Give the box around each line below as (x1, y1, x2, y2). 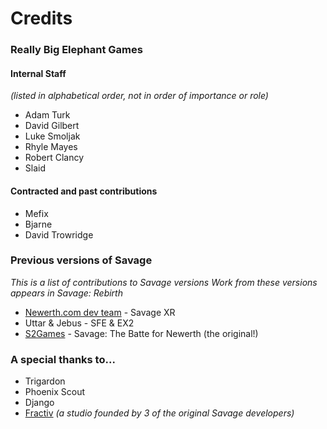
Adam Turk (24, 109, 71, 121)
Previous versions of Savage (10, 253, 153, 267)
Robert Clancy (24, 152, 85, 164)
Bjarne (24, 218, 53, 230)
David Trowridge (24, 228, 94, 241)
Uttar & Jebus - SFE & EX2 (24, 317, 135, 329)
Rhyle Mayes (24, 141, 78, 153)
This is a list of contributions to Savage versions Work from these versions (10, 276, 318, 288)
